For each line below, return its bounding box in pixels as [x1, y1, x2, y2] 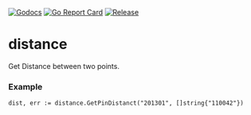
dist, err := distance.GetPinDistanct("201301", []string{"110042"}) [8, 99, 245, 107]
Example [8, 81, 43, 92]
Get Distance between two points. [8, 61, 120, 71]
